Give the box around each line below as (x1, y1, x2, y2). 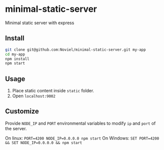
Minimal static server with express (5, 20, 75, 26)
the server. (5, 125, 27, 131)
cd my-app (5, 52, 26, 57)
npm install (5, 56, 29, 61)
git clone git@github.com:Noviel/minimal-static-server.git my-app (5, 47, 146, 52)
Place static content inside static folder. (12, 88, 94, 94)
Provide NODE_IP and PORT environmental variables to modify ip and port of (5, 120, 156, 126)
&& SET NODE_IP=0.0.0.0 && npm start (5, 140, 82, 145)
